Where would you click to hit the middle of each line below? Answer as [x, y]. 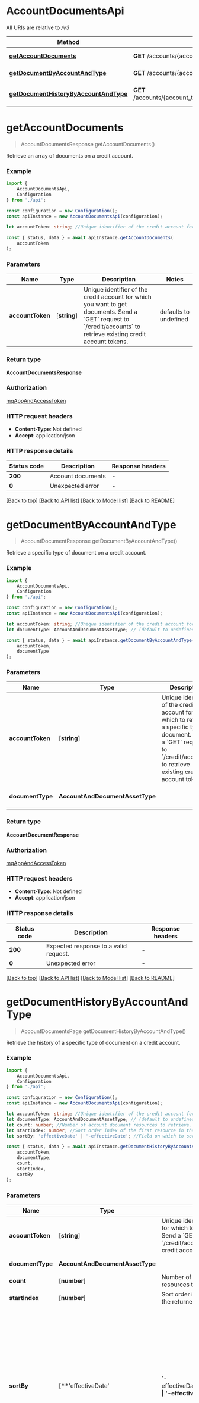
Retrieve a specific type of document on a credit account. [76, 553]
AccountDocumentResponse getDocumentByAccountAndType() [99, 541]
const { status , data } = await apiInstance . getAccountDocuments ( [90, 238]
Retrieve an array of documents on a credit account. [70, 155]
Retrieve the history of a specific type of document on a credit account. [93, 1042]
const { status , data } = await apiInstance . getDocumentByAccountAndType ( [100, 640]
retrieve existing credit [115, 334]
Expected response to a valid [87, 946]
